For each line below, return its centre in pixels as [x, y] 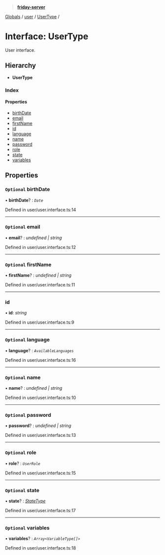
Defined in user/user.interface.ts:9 [40, 322]
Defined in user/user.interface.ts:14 [41, 210]
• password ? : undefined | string [38, 426]
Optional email [23, 227]
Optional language [27, 340]
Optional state [22, 490]
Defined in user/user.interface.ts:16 [41, 360]
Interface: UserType [47, 37]
